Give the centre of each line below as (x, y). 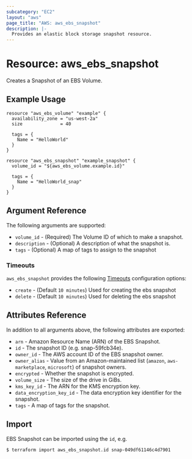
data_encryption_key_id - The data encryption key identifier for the (98, 392)
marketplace (30, 368)
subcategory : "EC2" (31, 12)
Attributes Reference (46, 316)
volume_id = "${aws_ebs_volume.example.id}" (68, 166)
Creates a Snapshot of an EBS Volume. (54, 81)
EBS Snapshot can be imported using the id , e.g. (67, 439)
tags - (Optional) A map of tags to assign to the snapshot (85, 250)
